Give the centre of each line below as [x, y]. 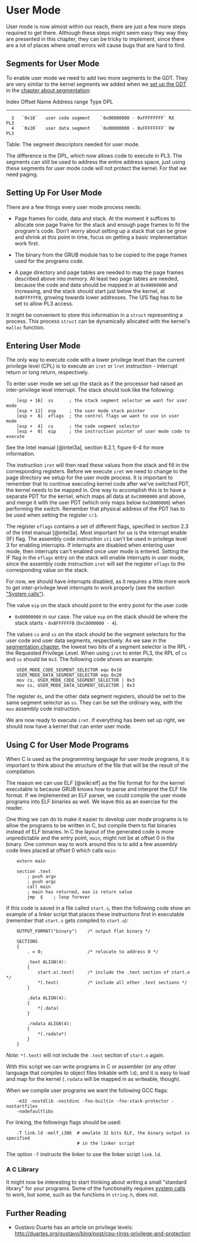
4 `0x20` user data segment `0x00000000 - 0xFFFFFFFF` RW [93, 128]
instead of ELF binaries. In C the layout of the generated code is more [90, 832]
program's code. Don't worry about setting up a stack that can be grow [101, 231]
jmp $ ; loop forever [59, 897]
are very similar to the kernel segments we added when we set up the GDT [96, 84]
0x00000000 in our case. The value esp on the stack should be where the [101, 617]
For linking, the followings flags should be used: [64, 1123]
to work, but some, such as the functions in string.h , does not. [82, 1195]
